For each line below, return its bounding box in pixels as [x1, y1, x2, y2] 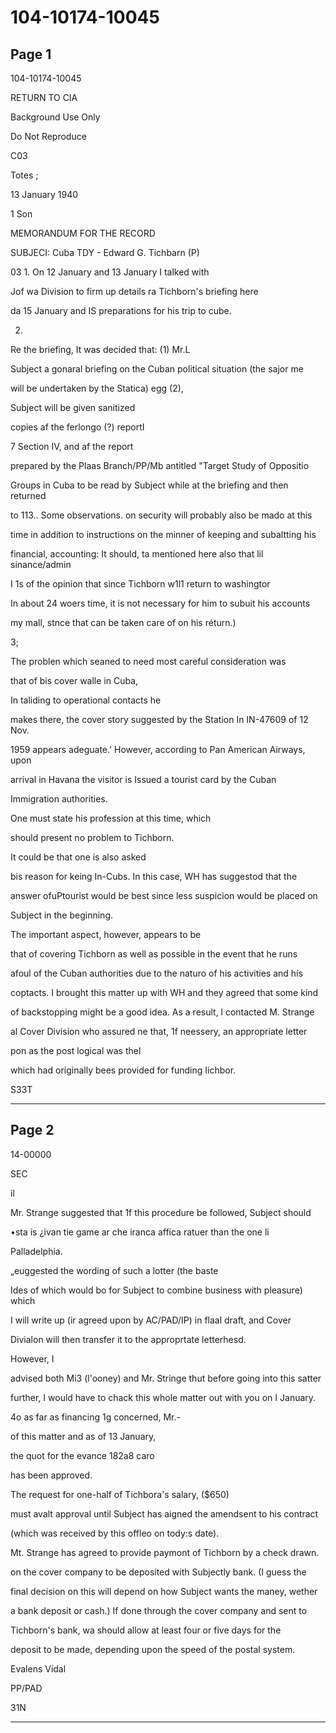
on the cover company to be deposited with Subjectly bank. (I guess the [10, 1566, 307, 1578]
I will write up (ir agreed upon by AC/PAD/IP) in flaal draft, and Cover [10, 1314, 292, 1326]
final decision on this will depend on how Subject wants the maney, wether [10, 1585, 318, 1597]
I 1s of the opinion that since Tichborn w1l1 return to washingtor [10, 578, 271, 590]
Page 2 [10, 1122, 55, 1139]
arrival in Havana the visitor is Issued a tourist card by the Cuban [10, 774, 277, 785]
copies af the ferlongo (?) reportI [10, 421, 145, 433]
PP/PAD [10, 1682, 43, 1694]
